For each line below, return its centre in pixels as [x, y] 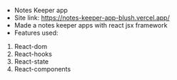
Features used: [36, 33]
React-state [31, 62]
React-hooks [33, 54]
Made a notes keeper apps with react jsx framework [91, 25]
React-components [42, 69]
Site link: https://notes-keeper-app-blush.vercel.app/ [92, 18]
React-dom [31, 46]
